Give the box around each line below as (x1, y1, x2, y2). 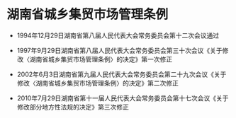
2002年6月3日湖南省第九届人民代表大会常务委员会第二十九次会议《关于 (16, 70, 227, 78)
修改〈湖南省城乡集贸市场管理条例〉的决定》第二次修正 (16, 78, 179, 87)
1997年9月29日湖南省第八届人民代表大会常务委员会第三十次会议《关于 (16, 46, 223, 54)
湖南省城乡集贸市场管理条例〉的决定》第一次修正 (29, 54, 173, 64)
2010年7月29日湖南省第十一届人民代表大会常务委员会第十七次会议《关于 (16, 93, 229, 102)
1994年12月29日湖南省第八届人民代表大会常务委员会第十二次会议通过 (16, 31, 220, 40)
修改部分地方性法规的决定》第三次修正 (16, 102, 129, 111)
